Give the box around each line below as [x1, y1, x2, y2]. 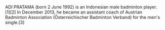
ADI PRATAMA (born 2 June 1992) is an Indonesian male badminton [5, 4, 143, 10]
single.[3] [5, 19, 25, 25]
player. [143, 4, 157, 10]
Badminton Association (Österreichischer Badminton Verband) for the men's [5, 15, 161, 20]
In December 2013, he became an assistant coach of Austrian [17, 9, 142, 15]
